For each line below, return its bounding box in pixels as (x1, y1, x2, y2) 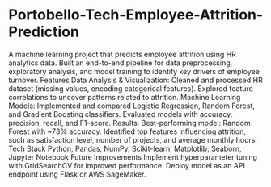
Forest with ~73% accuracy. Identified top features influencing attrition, (8, 127, 247, 136)
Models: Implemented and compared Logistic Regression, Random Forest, (8, 101, 255, 110)
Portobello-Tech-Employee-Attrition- (8, 6, 264, 24)
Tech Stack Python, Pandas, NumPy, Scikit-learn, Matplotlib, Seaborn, (8, 143, 242, 153)
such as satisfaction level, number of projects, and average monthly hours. (8, 135, 257, 144)
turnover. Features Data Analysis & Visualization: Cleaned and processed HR (8, 75, 263, 85)
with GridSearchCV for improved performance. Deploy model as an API (8, 160, 245, 170)
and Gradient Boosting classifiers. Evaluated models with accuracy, (8, 109, 233, 118)
